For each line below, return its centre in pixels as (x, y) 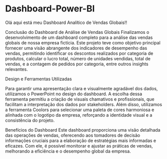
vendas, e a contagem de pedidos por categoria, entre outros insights (77, 64)
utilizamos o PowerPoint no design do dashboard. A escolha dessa (74, 94)
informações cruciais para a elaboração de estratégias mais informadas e (81, 141)
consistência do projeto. (30, 120)
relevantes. (17, 69)
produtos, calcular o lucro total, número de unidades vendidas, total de (78, 58)
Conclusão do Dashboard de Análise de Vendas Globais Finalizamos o (77, 32)
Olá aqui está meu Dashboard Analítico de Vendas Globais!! (66, 22)
